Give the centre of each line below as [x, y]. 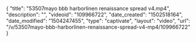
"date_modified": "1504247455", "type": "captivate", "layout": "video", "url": [98, 21]
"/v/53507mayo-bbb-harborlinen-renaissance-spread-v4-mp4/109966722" [98, 27]
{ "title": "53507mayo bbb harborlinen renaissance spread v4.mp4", [88, 8]
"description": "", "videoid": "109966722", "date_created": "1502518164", [94, 15]
